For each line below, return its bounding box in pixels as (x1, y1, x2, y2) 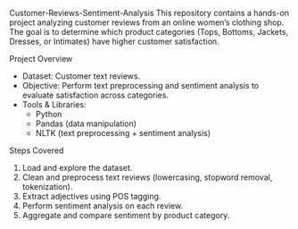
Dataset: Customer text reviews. (21, 71, 141, 81)
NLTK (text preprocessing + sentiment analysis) (35, 128, 211, 138)
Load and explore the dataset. (21, 163, 133, 173)
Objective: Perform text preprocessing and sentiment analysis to (21, 81, 260, 90)
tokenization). (21, 182, 73, 191)
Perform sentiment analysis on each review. (21, 200, 184, 211)
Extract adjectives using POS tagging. (21, 191, 161, 201)
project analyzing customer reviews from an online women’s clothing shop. (9, 17, 285, 28)
